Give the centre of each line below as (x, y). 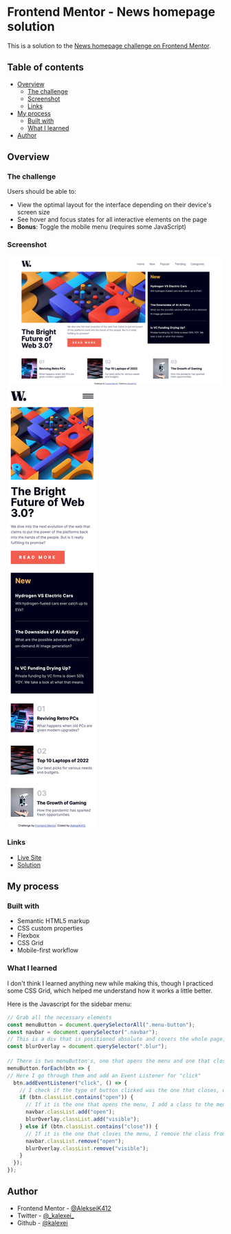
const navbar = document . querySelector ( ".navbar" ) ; (82, 1032)
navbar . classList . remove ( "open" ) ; (75, 1141)
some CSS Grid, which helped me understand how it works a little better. (110, 991)
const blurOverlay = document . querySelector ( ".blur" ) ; (87, 1046)
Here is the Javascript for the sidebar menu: (69, 1004)
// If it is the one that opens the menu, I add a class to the (119, 1105)
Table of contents (45, 67)
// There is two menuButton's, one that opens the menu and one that (109, 1061)
